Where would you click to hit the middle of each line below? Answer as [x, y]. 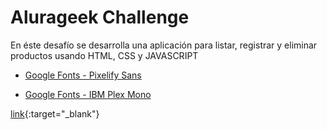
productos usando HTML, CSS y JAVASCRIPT [104, 55]
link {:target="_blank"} [55, 113]
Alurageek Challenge [100, 17]
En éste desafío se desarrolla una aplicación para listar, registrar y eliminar [164, 45]
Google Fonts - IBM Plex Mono [88, 94]
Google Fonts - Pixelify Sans [83, 75]
